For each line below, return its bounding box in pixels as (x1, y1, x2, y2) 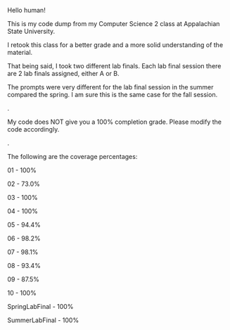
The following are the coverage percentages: (7, 153, 138, 160)
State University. (7, 27, 56, 35)
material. (7, 49, 33, 56)
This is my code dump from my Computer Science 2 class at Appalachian (7, 20, 220, 27)
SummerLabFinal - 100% (7, 316, 79, 324)
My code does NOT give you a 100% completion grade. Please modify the (7, 118, 222, 126)
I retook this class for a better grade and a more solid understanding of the (7, 41, 224, 49)
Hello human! (7, 6, 46, 14)
